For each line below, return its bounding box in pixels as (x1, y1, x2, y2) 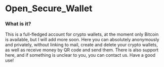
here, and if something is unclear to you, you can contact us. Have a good (5, 52, 156, 58)
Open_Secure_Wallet (5, 3, 93, 14)
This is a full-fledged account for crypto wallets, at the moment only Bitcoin (5, 31, 159, 37)
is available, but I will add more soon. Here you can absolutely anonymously (5, 37, 160, 43)
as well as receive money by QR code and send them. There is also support (5, 47, 159, 53)
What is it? (5, 21, 31, 27)
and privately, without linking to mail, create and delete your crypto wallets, (5, 42, 158, 48)
